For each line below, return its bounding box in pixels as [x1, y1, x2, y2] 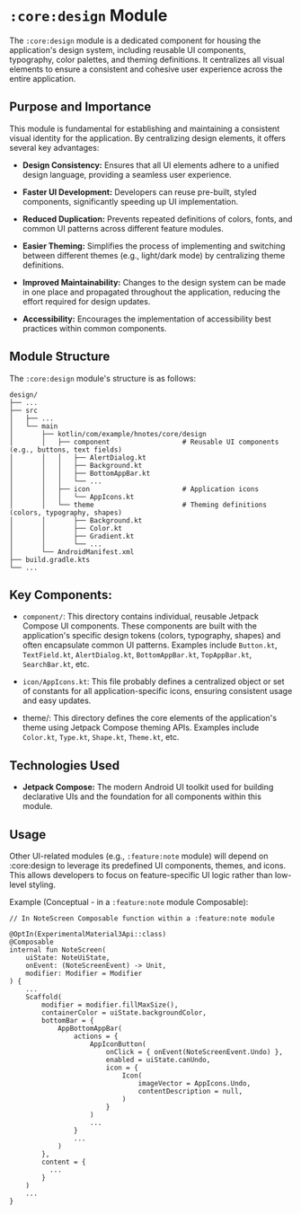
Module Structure [9, 349, 111, 365]
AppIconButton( [89, 1040, 146, 1049]
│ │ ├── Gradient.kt [9, 532, 135, 541]
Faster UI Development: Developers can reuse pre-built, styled [22, 186, 257, 198]
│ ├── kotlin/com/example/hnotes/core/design [9, 429, 207, 438]
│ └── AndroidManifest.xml [9, 547, 135, 557]
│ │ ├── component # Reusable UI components [9, 437, 279, 446]
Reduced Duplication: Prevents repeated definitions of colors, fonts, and [22, 213, 293, 224]
